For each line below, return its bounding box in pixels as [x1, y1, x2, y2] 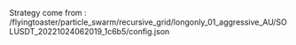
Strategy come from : [9, 8, 87, 18]
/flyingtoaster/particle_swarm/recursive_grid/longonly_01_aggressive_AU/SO [9, 17, 288, 27]
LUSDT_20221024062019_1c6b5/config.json [9, 26, 170, 36]
